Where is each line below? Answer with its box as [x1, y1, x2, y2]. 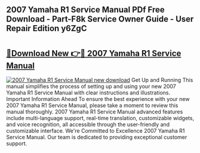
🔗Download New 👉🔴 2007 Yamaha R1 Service [6, 48, 181, 59]
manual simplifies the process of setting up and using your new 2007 [6, 83, 176, 90]
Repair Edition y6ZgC [6, 23, 87, 33]
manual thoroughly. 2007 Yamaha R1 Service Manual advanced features [6, 108, 183, 115]
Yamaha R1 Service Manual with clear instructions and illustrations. [6, 89, 171, 96]
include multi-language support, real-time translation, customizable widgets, [6, 115, 195, 121]
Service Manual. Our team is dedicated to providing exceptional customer [6, 134, 187, 140]
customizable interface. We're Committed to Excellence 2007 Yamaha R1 [6, 127, 185, 134]
